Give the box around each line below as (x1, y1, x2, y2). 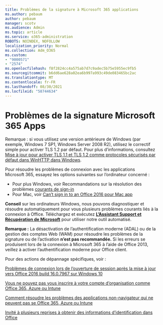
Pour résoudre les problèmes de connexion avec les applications (5, 166, 135, 172)
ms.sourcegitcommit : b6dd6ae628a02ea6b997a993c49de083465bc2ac (5, 71, 137, 76)
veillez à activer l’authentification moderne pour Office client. (5, 247, 128, 253)
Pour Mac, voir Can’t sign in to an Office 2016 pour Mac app (12, 191, 133, 198)
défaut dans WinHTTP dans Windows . (5, 157, 82, 163)
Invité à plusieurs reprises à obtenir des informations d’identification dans (5, 309, 153, 315)
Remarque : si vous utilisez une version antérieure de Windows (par (5, 136, 141, 142)
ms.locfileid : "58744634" (5, 89, 58, 94)
